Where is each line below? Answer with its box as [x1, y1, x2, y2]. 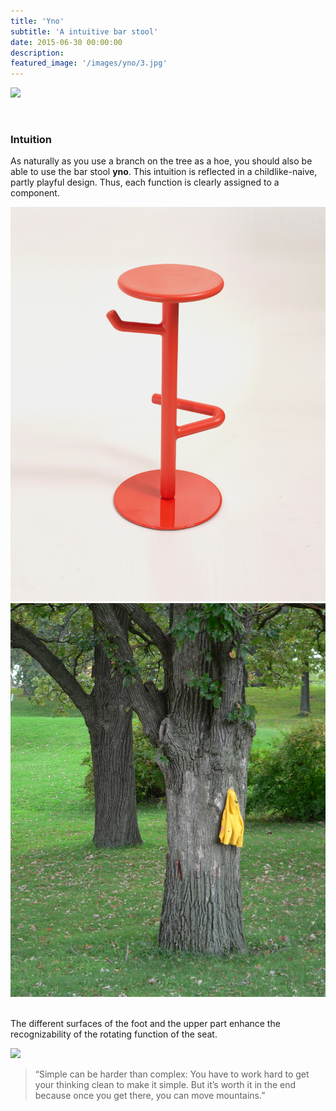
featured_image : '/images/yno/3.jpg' [10, 58, 168, 69]
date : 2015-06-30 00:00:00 [10, 37, 123, 47]
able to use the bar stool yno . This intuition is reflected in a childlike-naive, [10, 166, 318, 178]
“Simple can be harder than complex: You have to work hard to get [34, 1068, 310, 1080]
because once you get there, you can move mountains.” [34, 1089, 266, 1101]
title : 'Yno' [10, 16, 65, 26]
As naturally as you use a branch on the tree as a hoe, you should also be [10, 155, 313, 167]
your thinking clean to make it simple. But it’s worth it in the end [34, 1078, 297, 1090]
